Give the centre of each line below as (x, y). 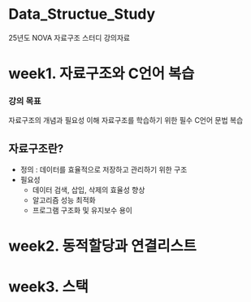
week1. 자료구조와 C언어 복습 (102, 74)
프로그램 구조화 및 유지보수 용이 (82, 210)
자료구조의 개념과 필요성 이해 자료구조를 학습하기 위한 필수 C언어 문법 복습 (126, 120)
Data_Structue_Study (82, 14)
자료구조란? (36, 149)
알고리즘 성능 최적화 (64, 200)
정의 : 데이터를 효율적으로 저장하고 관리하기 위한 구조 (104, 170)
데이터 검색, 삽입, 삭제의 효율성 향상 (89, 190)
